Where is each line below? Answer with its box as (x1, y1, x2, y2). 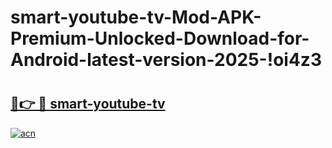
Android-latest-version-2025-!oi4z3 (10, 49, 322, 71)
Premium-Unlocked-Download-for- (10, 27, 310, 50)
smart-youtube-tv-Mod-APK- (10, 6, 262, 29)
